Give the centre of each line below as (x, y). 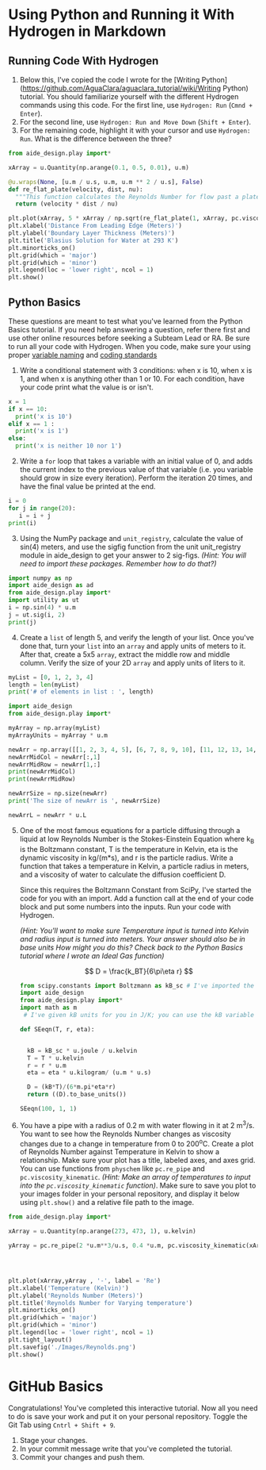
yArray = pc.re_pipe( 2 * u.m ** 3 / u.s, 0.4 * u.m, (86, 1246)
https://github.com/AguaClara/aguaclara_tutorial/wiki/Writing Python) (136, 88)
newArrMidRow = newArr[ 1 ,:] (55, 764)
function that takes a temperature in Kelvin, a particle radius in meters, (134, 865)
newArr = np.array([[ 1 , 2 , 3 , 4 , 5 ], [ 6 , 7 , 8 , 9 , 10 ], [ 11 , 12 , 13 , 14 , (133, 750)
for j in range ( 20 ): (42, 508)
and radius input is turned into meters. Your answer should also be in (132, 938)
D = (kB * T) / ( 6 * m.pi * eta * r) (72, 1087)
